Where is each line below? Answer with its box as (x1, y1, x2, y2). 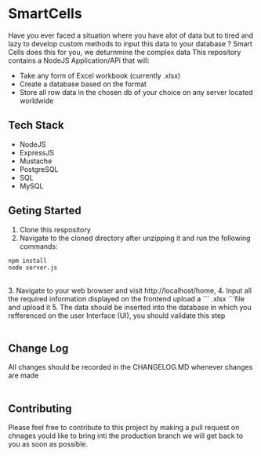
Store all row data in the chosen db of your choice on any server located (19, 87, 253, 97)
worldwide (19, 96, 54, 105)
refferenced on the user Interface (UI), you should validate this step (8, 311, 226, 320)
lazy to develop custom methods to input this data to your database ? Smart (8, 38, 253, 48)
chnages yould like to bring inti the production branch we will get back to (8, 431, 244, 440)
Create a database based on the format (19, 79, 147, 89)
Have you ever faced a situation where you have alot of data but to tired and (8, 31, 254, 40)
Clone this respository (19, 224, 92, 234)
